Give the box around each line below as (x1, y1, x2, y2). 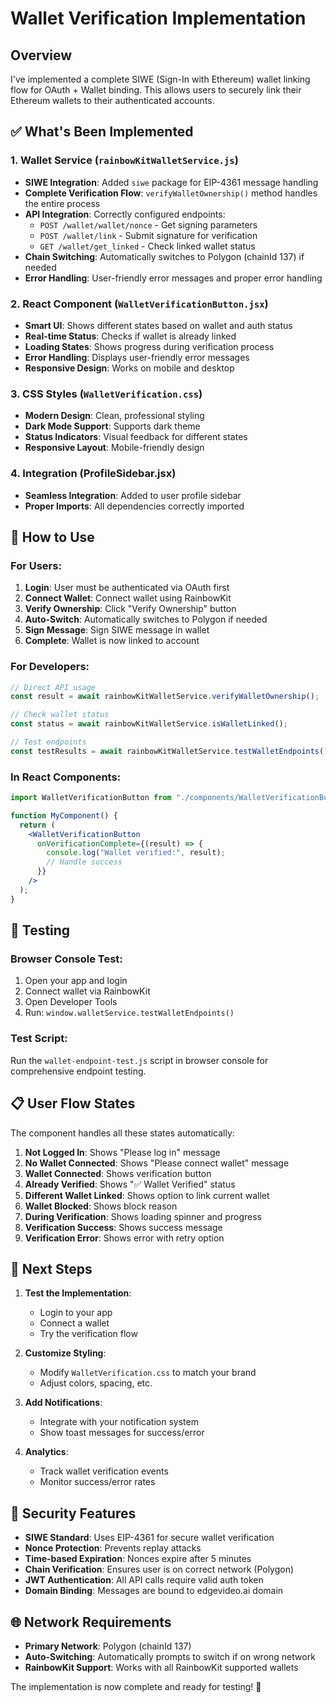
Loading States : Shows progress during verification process (24, 340, 275, 352)
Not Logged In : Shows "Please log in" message (24, 1146, 221, 1158)
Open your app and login (24, 975, 128, 987)
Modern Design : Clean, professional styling (24, 410, 205, 422)
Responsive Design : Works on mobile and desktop (24, 362, 235, 374)
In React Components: (10, 770, 122, 784)
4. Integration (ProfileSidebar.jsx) (10, 467, 177, 481)
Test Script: (10, 1032, 68, 1046)
